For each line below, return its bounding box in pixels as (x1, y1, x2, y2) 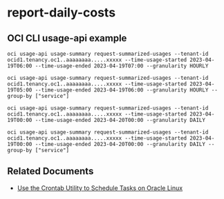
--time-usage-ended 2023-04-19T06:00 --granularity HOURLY (35, 87, 209, 94)
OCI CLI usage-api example (7, 32, 127, 44)
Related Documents (7, 165, 94, 177)
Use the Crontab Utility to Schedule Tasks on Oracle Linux (17, 184, 183, 192)
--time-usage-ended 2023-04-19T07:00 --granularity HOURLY (35, 63, 209, 70)
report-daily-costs (7, 5, 116, 21)
